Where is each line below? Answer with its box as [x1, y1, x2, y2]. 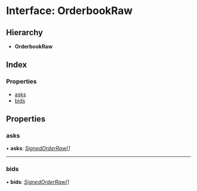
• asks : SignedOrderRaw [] [6, 145, 70, 152]
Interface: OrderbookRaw [6, 4, 133, 18]
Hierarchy [6, 28, 43, 37]
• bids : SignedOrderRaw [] [6, 178, 69, 185]
